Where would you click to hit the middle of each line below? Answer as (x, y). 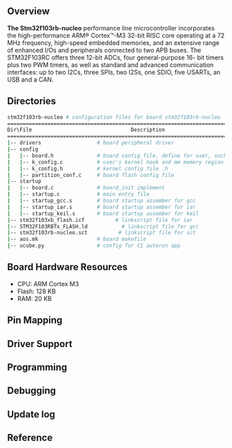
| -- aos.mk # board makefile (77, 239)
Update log (31, 414)
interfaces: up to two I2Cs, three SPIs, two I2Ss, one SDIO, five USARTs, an (114, 72)
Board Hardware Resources (67, 267)
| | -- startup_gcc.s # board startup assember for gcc (101, 200)
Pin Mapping (35, 320)
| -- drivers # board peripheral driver (91, 143)
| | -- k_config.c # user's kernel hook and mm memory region (116, 162)
